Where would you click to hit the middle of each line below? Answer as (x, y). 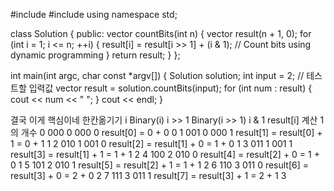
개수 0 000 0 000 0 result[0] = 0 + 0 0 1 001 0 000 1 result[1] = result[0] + (171, 132)
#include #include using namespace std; (94, 14)
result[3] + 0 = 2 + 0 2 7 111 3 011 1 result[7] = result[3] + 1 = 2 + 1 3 (148, 175)
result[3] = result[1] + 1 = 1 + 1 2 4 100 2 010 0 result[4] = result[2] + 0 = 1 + (165, 154)
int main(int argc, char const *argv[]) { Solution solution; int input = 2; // (157, 75)
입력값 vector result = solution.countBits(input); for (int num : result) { (170, 88)
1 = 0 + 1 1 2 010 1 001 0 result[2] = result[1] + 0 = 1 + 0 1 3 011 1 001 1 (151, 143)
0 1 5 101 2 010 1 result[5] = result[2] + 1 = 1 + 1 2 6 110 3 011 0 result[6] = (160, 165)
